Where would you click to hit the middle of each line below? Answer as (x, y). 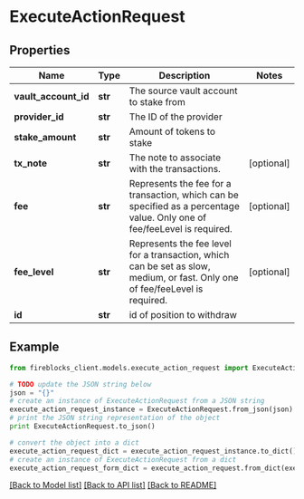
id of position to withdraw (183, 315)
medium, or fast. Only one (184, 278)
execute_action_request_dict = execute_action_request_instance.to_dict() (153, 451)
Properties (40, 50)
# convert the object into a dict (75, 442)
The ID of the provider (176, 117)
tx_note (31, 163)
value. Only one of (167, 217)
